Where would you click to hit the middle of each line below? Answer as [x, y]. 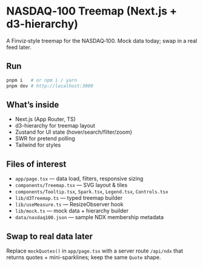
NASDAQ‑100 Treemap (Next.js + [92, 11]
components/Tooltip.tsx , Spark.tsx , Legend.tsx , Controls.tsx [92, 191]
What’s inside [33, 104]
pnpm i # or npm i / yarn [42, 80]
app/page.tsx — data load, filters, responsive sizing [79, 179]
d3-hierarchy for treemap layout [55, 126]
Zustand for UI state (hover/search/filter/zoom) [73, 132]
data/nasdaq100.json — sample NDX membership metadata [89, 217]
